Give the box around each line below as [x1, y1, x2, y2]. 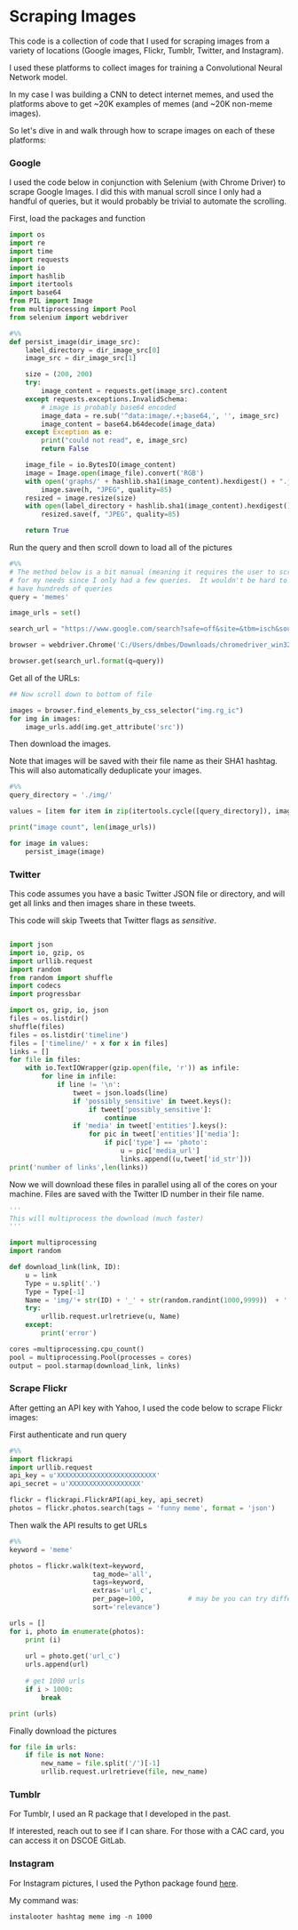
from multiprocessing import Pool [9, 305, 137, 314]
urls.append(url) [25, 1661, 90, 1669]
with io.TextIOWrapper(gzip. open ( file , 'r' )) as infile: [25, 1064, 240, 1073]
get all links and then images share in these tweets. [9, 898, 197, 909]
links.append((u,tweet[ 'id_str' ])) [120, 1154, 252, 1163]
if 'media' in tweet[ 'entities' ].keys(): [72, 1122, 228, 1130]
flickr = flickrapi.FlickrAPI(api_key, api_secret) [9, 1496, 204, 1505]
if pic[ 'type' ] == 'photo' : [104, 1138, 208, 1147]
